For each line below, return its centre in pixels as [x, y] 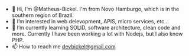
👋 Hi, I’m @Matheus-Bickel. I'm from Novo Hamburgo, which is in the [95, 9]
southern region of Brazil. [43, 15]
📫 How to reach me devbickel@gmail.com [64, 46]
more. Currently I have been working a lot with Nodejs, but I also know [97, 34]
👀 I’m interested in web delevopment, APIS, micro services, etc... [90, 21]
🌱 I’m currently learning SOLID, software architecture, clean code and [96, 27]
